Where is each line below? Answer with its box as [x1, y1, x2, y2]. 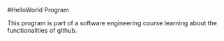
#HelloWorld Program [7, 6, 70, 14]
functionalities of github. [7, 27, 77, 34]
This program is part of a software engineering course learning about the [7, 19, 218, 27]
